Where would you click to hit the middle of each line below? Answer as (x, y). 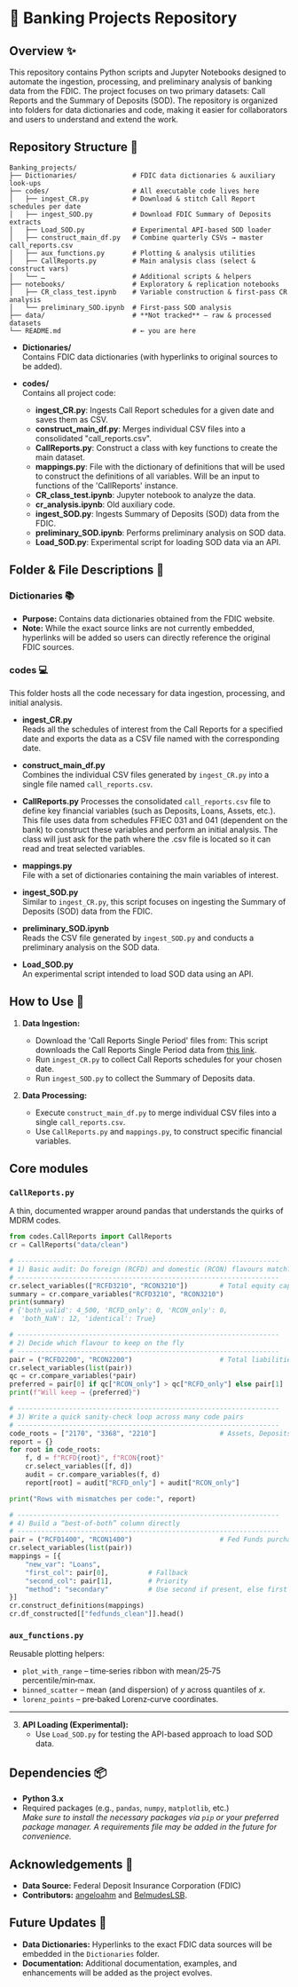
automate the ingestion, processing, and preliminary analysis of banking (141, 82)
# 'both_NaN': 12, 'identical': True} (83, 1319)
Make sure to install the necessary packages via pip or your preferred (150, 1817)
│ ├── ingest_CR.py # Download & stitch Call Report (132, 199)
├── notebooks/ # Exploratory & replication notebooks (144, 284)
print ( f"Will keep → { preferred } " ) (75, 1393)
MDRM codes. (35, 1221)
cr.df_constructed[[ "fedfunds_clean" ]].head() (97, 1614)
